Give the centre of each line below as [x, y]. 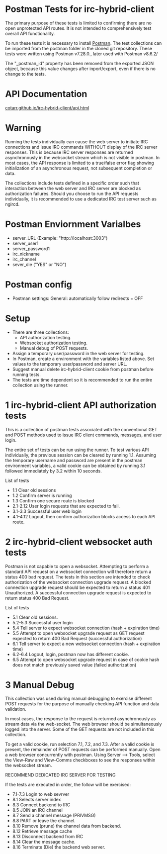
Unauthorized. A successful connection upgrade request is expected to [78, 592]
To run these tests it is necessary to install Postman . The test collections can [83, 43]
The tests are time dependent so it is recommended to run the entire [82, 380]
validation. [16, 709]
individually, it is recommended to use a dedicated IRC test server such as [81, 199]
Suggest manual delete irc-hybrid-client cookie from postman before [83, 369]
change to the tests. [26, 74]
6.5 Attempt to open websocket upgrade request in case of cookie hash [86, 660]
